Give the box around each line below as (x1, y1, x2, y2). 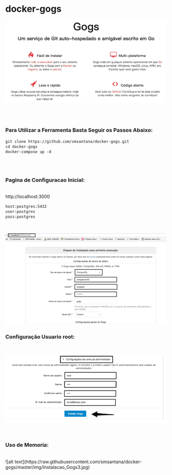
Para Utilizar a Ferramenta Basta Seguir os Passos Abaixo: (5, 126, 153, 134)
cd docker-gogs (5, 144, 38, 149)
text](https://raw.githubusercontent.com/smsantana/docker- (14, 459, 142, 465)
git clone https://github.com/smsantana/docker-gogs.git (5, 139, 130, 144)
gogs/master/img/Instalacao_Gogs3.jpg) (5, 464, 90, 470)
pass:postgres (5, 214, 36, 220)
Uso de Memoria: (5, 441, 49, 448)
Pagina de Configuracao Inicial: (5, 176, 85, 183)
